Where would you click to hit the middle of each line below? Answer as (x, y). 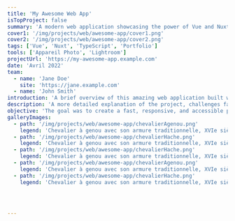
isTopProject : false (37, 20)
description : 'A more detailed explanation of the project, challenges (114, 105)
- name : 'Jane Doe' (42, 78)
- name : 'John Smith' (45, 91)
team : (15, 72)
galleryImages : (29, 117)
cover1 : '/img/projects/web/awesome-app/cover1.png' (86, 33)
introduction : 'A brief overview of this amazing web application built (115, 98)
